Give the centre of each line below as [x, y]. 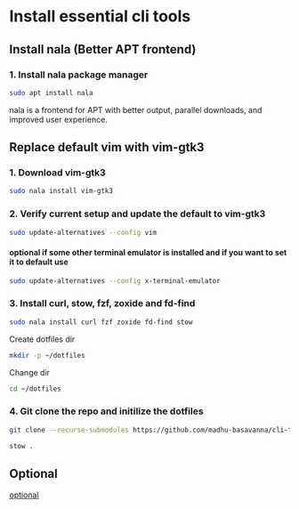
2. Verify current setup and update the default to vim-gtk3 [137, 214]
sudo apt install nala [51, 93]
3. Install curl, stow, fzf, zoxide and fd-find [102, 303]
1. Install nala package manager [79, 75]
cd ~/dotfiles [36, 389]
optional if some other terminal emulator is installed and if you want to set [148, 253]
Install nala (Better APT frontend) [103, 49]
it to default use [39, 262]
